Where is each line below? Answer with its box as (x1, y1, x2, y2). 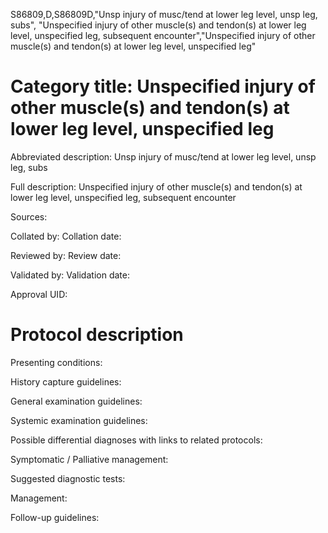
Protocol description (10, 324, 184, 346)
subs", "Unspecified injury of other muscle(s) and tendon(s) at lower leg (10, 19, 307, 31)
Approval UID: (10, 288, 68, 300)
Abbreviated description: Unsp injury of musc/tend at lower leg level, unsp (10, 150, 317, 163)
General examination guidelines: (10, 395, 143, 407)
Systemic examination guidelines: (10, 414, 148, 426)
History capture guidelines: (10, 375, 122, 388)
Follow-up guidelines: (10, 511, 100, 523)
